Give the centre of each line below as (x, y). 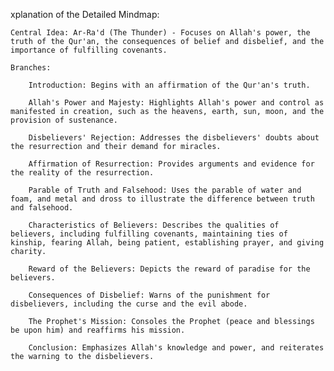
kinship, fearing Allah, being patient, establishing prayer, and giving (167, 243)
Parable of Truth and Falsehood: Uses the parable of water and (165, 190)
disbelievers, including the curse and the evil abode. (129, 304)
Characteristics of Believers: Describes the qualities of (154, 225)
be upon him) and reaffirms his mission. (98, 330)
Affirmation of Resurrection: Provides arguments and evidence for (171, 164)
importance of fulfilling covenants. (89, 50)
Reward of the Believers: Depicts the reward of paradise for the (169, 269)
